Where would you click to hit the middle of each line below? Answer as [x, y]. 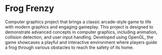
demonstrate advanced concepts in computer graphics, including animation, [81, 32]
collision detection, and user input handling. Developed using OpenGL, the [79, 37]
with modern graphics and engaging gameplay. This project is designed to [79, 27]
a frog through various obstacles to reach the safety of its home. [70, 47]
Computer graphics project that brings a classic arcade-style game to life [78, 22]
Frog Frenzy [30, 8]
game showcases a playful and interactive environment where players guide [81, 42]
